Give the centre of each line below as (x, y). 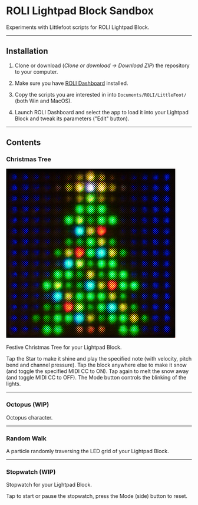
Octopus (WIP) (28, 405)
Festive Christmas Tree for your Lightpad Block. (64, 347)
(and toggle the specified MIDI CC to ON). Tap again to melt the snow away (98, 371)
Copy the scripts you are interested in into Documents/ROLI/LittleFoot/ (100, 94)
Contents (24, 143)
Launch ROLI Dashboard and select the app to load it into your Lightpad (101, 112)
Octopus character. (29, 417)
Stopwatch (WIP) (31, 471)
